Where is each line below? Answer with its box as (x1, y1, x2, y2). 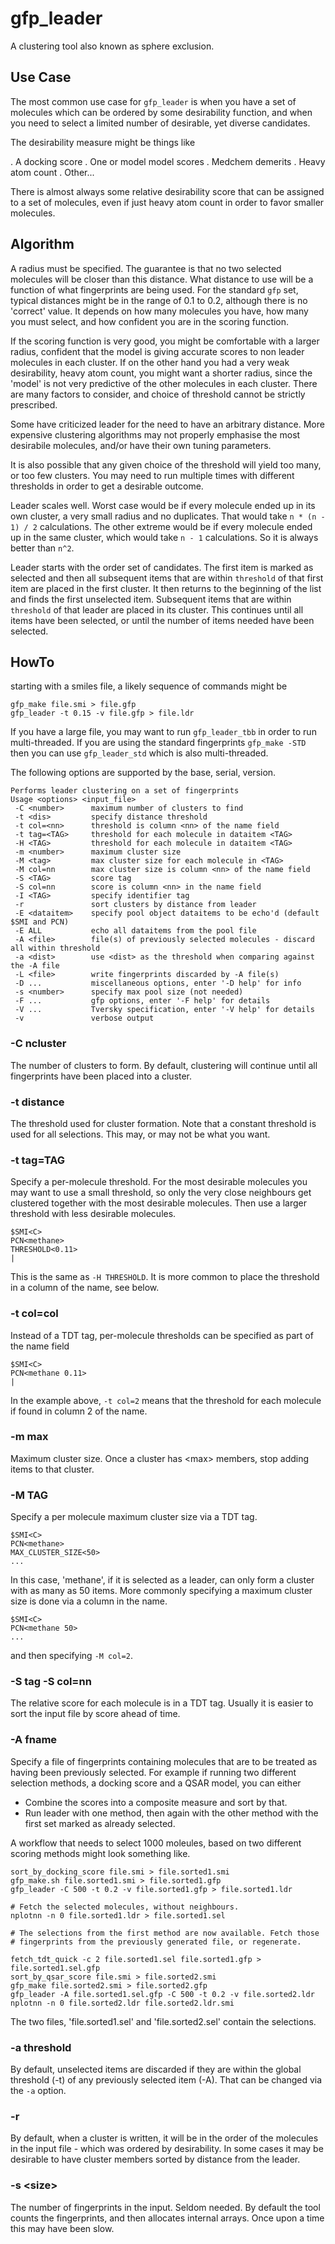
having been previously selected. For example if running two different (10, 1766, 297, 1778)
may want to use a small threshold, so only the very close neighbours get (10, 1187, 312, 1199)
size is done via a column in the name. (10, 1595, 168, 1607)
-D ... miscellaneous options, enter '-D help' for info (14, 978, 302, 989)
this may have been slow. (10, 2222, 115, 2234)
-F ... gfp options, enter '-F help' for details (14, 996, 271, 1006)
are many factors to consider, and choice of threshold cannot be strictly (10, 388, 306, 400)
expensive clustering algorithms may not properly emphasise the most (10, 428, 301, 441)
